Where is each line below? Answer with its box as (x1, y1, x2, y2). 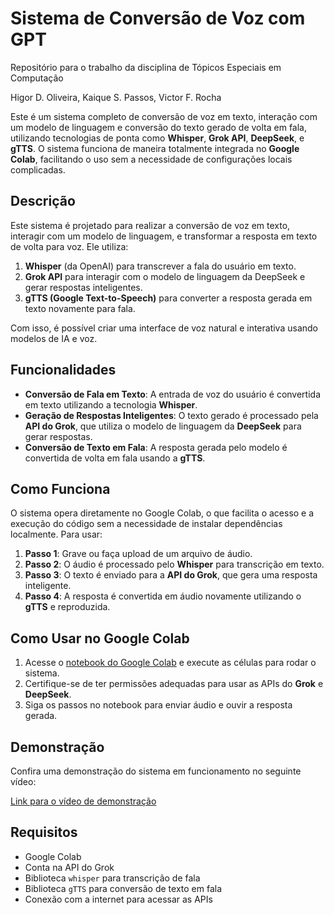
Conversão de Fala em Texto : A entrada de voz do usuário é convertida (24, 388, 322, 400)
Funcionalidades (10, 362, 117, 379)
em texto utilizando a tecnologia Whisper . (24, 398, 198, 411)
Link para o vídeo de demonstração (10, 795, 157, 807)
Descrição (10, 193, 76, 210)
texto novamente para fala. (24, 302, 136, 314)
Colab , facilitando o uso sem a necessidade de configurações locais (10, 153, 293, 165)
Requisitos (10, 824, 78, 841)
